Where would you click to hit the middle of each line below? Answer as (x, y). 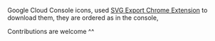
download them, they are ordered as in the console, (83, 18)
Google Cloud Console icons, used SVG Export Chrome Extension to (107, 10)
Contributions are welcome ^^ (51, 31)
